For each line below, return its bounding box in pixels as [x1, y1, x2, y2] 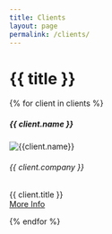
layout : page [9, 22, 58, 30]
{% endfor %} [9, 216, 61, 227]
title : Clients [9, 13, 66, 22]
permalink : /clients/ [9, 30, 90, 39]
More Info [9, 199, 46, 210]
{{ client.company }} [9, 161, 85, 172]
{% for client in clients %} [9, 98, 105, 108]
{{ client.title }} [9, 189, 64, 200]
